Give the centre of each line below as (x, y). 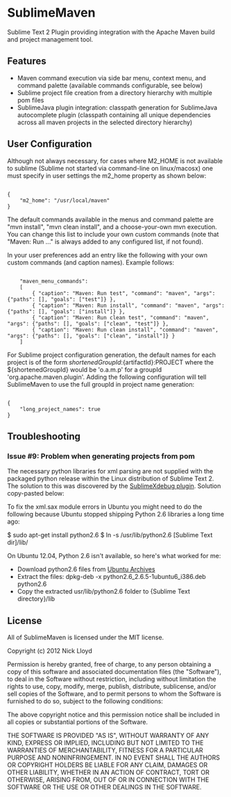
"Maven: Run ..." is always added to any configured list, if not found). (105, 242)
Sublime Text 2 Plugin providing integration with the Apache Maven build (111, 32)
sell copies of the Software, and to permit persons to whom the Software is (114, 694)
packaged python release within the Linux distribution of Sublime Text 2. (111, 479)
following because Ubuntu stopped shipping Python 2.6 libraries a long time (115, 514)
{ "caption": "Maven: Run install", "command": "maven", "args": (129, 305)
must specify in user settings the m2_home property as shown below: (107, 176)
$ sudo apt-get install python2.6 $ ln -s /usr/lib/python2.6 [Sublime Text (110, 535)
